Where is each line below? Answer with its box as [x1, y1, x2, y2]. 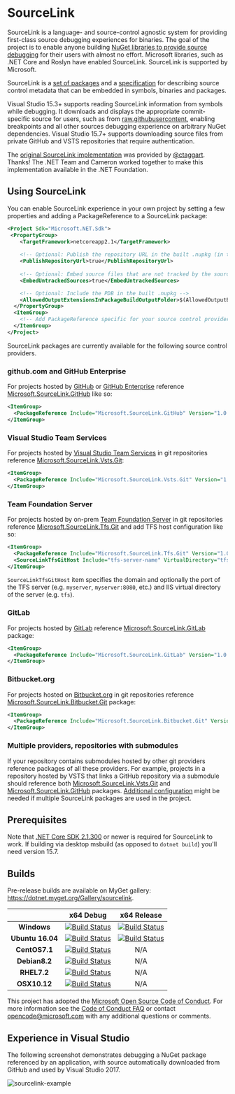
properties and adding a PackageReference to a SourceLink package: [7, 211, 208, 220]
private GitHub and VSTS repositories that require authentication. [7, 136, 195, 145]
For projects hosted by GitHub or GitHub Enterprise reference [7, 383, 185, 391]
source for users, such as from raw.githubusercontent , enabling [31, 114, 215, 123]
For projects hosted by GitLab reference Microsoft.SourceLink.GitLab [7, 624, 206, 632]
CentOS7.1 [15, 945, 54, 955]
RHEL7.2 [20, 967, 49, 977]
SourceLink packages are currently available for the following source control [7, 341, 227, 350]
